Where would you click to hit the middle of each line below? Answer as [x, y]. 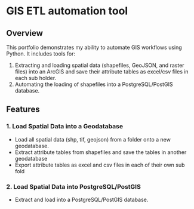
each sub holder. [36, 78]
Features [23, 110]
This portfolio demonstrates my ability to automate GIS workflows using [94, 47]
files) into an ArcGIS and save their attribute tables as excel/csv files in [102, 72]
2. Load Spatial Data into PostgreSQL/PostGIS [74, 186]
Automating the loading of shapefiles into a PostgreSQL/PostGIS [94, 84]
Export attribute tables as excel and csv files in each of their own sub [100, 165]
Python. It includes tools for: [41, 54]
